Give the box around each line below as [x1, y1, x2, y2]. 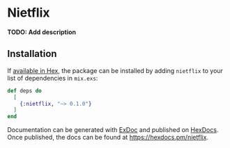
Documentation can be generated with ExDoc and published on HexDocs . [7, 126, 219, 134]
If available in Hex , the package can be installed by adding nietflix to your [7, 66, 223, 74]
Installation [7, 48, 57, 60]
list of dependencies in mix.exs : [7, 74, 98, 82]
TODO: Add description [7, 28, 77, 36]
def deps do [7, 87, 42, 94]
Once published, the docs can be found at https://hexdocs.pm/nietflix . [7, 133, 209, 142]
